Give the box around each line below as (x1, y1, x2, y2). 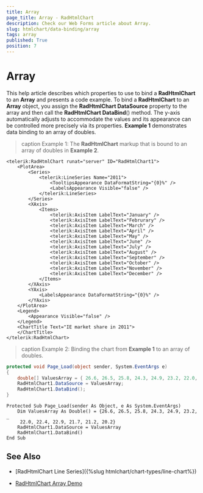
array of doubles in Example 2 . (21, 146, 99, 154)
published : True (6, 37, 48, 43)
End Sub (6, 435, 26, 441)
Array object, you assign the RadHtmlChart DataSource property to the (6, 102, 187, 110)
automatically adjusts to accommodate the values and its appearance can (6, 115, 191, 123)
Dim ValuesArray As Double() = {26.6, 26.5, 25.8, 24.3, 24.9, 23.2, (17, 408, 198, 415)
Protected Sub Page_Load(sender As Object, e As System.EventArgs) (6, 403, 182, 409)
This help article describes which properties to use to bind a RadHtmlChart (6, 89, 196, 96)
